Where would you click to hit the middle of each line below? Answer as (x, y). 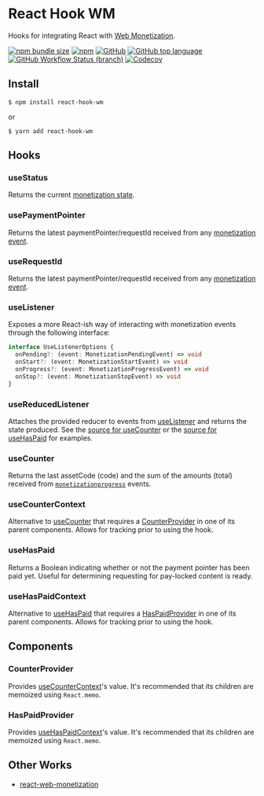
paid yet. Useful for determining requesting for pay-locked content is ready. (130, 575)
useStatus (28, 178)
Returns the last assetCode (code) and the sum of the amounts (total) (121, 476)
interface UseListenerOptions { (61, 348)
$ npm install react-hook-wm (56, 102)
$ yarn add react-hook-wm (50, 131)
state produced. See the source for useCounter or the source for (113, 430)
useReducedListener (49, 404)
